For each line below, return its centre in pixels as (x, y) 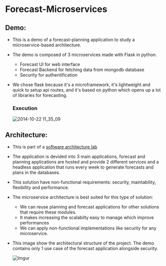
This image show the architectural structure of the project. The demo (83, 243)
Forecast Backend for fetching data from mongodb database (82, 69)
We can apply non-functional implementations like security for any (88, 228)
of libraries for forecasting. (40, 95)
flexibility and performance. (41, 187)
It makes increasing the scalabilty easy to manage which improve (87, 217)
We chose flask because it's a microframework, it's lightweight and (81, 84)
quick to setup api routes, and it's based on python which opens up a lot (86, 90)
